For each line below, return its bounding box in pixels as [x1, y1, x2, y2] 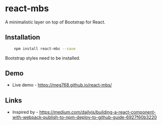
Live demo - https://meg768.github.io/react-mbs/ [12, 82, 112, 88]
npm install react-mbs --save [14, 46, 76, 51]
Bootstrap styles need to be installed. [5, 55, 81, 61]
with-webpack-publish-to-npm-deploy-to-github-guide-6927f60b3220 [12, 114, 157, 120]
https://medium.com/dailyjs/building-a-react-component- [39, 109, 156, 115]
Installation [5, 33, 40, 42]
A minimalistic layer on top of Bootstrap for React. [5, 19, 106, 25]
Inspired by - [12, 109, 38, 115]
